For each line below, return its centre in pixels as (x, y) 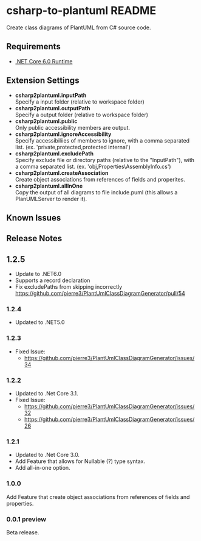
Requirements (33, 47)
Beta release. (23, 532)
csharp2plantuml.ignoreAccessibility (63, 134)
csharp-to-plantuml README (81, 11)
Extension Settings (43, 81)
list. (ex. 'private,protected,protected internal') (73, 147)
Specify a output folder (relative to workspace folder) (82, 115)
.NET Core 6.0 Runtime (44, 61)
